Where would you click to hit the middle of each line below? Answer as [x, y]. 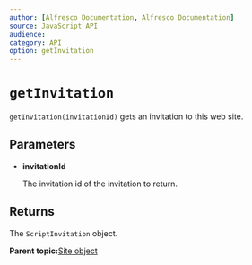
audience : [28, 34]
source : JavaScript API [54, 26]
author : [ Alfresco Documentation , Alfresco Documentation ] [122, 17]
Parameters [43, 145]
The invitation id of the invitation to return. [100, 184]
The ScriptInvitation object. [64, 233]
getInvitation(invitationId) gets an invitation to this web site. [126, 116]
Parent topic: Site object [54, 251]
